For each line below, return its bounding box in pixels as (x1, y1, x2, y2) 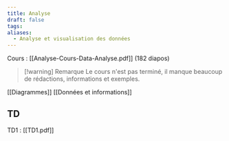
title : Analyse (7, 10, 51, 17)
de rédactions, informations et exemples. (23, 75, 140, 83)
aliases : (7, 29, 32, 36)
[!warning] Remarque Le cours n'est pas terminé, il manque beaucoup (23, 68, 223, 76)
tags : (7, 23, 23, 29)
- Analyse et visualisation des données (13, 36, 131, 42)
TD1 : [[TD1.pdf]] (7, 126, 54, 134)
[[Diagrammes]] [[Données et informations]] (7, 88, 132, 97)
